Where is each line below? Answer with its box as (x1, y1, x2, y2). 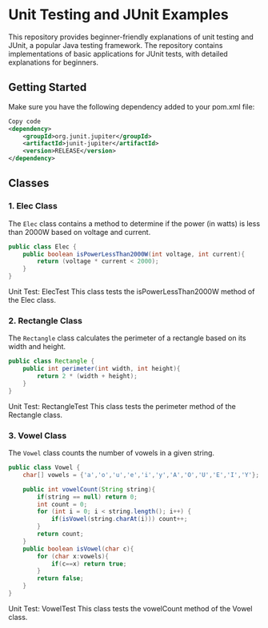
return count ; (37, 530, 84, 539)
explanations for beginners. (8, 58, 98, 67)
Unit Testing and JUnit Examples (8, 6, 230, 24)
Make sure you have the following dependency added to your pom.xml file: (8, 101, 255, 111)
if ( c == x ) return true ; (50, 559, 127, 568)
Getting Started (8, 81, 87, 94)
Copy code (8, 117, 42, 125)
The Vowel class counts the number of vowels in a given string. (8, 448, 214, 458)
